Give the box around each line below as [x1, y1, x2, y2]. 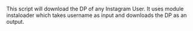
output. [6, 18, 24, 25]
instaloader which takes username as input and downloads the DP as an [6, 12, 188, 19]
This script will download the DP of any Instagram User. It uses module [6, 5, 184, 12]
